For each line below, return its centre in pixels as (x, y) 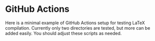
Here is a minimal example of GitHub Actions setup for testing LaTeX (75, 23)
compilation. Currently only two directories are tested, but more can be (78, 28)
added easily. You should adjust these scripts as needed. (63, 33)
